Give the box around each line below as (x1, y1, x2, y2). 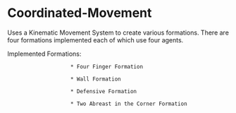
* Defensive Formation (70, 88, 137, 95)
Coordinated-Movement (7, 5, 152, 21)
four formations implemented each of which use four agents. (7, 35, 184, 44)
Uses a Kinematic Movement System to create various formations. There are (7, 28, 229, 37)
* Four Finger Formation (70, 63, 143, 70)
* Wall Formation (70, 76, 121, 83)
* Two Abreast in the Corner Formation (70, 100, 188, 107)
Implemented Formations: (7, 49, 82, 58)
